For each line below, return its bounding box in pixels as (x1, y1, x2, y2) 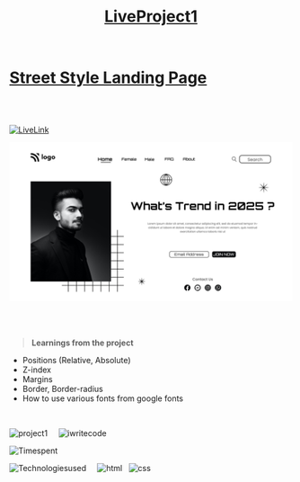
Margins (22, 374, 53, 385)
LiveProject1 (104, 6, 198, 27)
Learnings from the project (31, 337, 134, 348)
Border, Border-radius (22, 384, 103, 395)
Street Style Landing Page (9, 67, 207, 88)
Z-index (22, 364, 52, 375)
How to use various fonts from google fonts (22, 393, 184, 404)
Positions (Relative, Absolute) (22, 355, 132, 366)
